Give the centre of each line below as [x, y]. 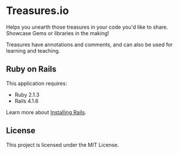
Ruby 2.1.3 [27, 94]
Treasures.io [37, 11]
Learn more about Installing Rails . [46, 112]
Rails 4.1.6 [27, 101]
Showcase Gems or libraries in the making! [58, 33]
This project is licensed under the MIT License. [63, 145]
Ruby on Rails [31, 69]
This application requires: [37, 83]
